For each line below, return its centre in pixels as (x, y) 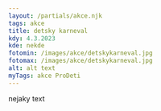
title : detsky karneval (48, 31)
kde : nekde (27, 46)
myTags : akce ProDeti (45, 76)
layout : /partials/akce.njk (56, 16)
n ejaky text (27, 98)
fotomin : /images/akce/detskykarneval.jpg (80, 53)
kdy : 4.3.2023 (32, 38)
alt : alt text (32, 68)
